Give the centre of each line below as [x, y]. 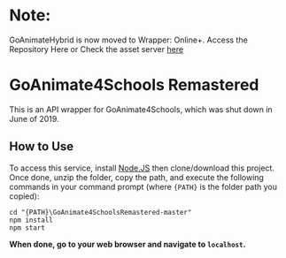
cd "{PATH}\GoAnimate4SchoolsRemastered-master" [100, 212]
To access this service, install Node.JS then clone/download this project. [142, 168]
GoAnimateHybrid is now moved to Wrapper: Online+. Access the [128, 40]
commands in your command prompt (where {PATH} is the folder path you [143, 186]
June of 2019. [34, 118]
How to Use [42, 147]
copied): [24, 196]
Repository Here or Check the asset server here [97, 49]
